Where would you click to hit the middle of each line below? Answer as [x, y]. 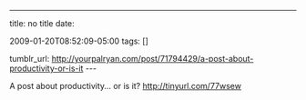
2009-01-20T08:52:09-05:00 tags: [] [79, 41]
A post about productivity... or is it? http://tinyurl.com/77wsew [125, 86]
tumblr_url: [30, 59]
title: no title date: [42, 23]
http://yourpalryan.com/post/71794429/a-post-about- [153, 59]
